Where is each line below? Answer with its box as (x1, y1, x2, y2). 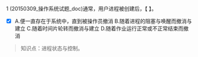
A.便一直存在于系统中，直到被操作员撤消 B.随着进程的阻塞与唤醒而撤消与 (14, 18, 192, 25)
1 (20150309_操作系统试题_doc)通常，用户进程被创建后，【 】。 (6, 5, 157, 12)
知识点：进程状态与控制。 (20, 45, 83, 52)
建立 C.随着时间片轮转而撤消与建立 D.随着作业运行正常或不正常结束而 (14, 25, 184, 32)
